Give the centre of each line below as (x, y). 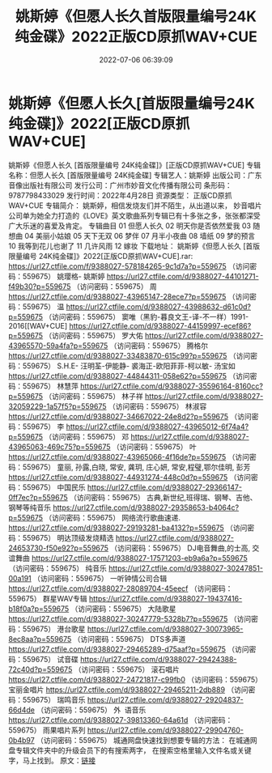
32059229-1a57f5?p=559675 (57, 406)
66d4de (21, 710)
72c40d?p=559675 (40, 669)
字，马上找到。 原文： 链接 (52, 760)
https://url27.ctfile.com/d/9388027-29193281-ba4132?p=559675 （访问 (128, 528)
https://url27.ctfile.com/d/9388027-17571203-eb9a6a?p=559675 (140, 558)
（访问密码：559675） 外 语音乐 (91, 710)
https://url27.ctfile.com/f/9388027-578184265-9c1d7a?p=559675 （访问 (129, 266)
